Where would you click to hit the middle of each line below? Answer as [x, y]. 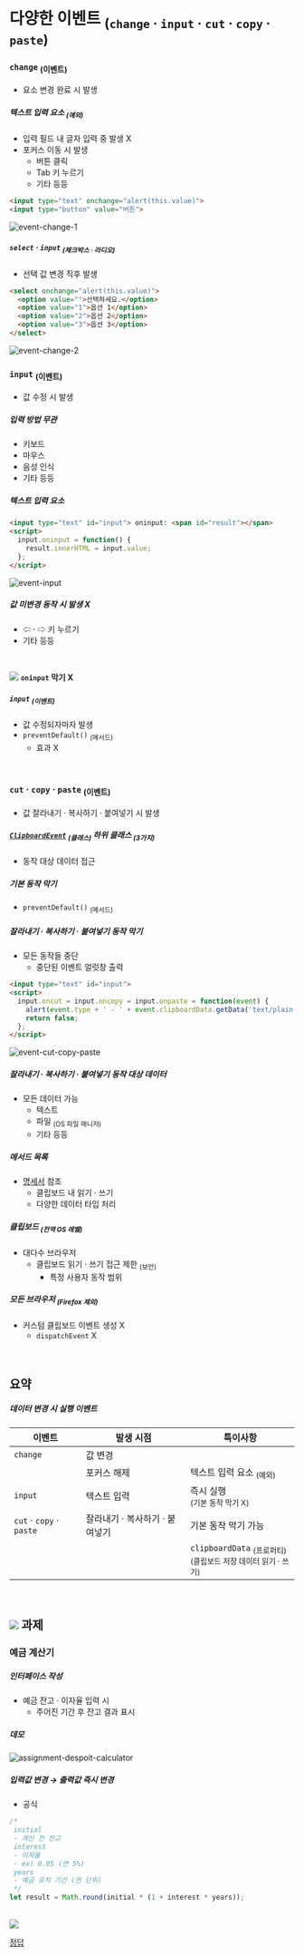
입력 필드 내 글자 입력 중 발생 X [77, 139]
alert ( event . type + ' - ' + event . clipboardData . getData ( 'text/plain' [161, 1009]
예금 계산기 [32, 1653]
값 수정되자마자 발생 [57, 725]
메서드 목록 [28, 1156]
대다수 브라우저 [49, 1252]
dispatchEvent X [66, 1336]
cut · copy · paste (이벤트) [60, 791]
